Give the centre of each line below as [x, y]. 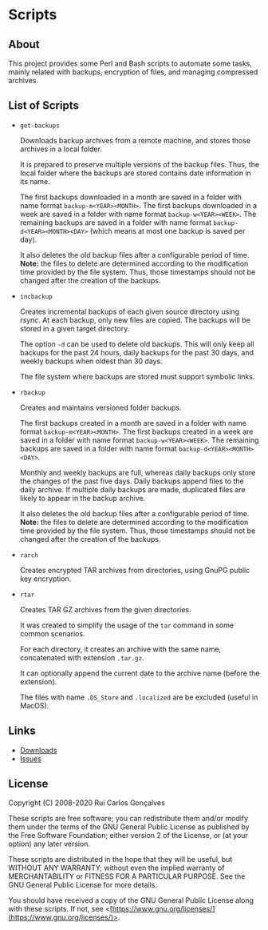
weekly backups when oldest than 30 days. [91, 361]
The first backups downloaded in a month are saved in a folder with [130, 197]
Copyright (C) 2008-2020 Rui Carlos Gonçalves [87, 803]
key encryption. [45, 579]
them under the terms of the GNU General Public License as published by [129, 827]
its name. [35, 181]
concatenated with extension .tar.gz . [82, 657]
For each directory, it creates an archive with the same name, [120, 649]
